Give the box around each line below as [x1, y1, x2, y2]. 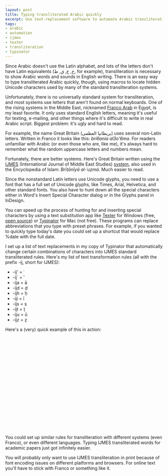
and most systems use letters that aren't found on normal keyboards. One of [5, 99, 162, 105]
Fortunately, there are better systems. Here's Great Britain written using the [5, 155, 160, 161]
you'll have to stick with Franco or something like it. [5, 465, 111, 471]
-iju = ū [12, 311, 27, 317]
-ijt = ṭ [12, 306, 25, 312]
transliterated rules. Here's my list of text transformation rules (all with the [5, 253, 157, 260]
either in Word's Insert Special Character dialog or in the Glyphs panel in [5, 192, 154, 198]
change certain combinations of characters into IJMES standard [5, 248, 136, 254]
